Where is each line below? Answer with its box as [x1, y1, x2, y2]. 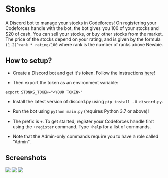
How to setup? [5, 56, 52, 65]
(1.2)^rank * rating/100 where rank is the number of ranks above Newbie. [5, 41, 163, 47]
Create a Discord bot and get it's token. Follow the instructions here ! [12, 70, 156, 76]
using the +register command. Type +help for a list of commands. [12, 123, 151, 130]
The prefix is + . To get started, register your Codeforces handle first [12, 118, 154, 124]
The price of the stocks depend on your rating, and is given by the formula [5, 36, 161, 42]
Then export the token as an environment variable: [12, 79, 118, 85]
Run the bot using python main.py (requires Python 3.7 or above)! [12, 108, 149, 114]
